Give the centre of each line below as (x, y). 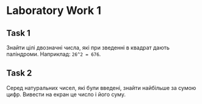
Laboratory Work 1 (54, 11)
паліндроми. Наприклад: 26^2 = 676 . (54, 54)
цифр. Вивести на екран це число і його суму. (66, 94)
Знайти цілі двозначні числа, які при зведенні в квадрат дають (88, 47)
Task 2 (19, 73)
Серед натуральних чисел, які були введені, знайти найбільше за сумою (101, 88)
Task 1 (18, 33)
